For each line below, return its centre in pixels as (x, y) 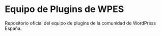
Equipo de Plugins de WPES (64, 9)
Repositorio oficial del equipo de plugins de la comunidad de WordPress (81, 23)
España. (13, 28)
